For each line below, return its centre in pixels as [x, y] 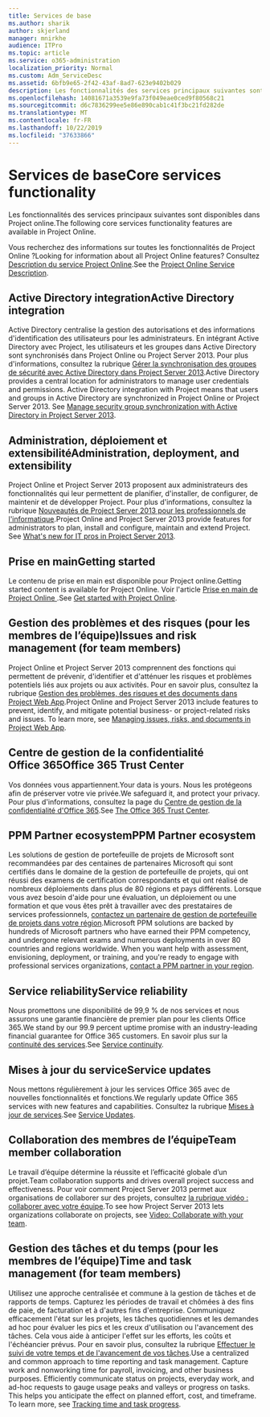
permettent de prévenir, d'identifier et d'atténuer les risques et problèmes [130, 676]
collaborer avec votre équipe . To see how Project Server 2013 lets [116, 1206]
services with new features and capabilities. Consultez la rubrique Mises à [131, 1107]
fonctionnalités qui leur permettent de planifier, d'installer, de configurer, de [133, 493]
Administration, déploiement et [88, 440]
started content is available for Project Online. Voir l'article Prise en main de [133, 589]
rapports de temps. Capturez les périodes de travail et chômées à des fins [131, 1301]
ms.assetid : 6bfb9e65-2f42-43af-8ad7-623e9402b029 [95, 83]
